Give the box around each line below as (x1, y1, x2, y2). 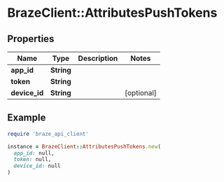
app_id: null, (13, 149, 55, 157)
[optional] (125, 88, 157, 97)
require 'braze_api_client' (7, 130, 90, 137)
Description (78, 54, 118, 63)
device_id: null (13, 162, 61, 169)
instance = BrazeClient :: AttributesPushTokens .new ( (7, 143, 161, 150)
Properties (7, 33, 55, 45)
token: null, (13, 156, 52, 163)
